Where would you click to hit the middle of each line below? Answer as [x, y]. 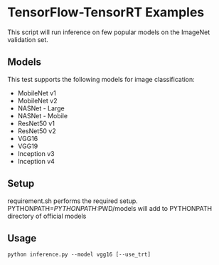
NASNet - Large [41, 108]
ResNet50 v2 [37, 131]
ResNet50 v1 [36, 123]
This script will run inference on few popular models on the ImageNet [109, 32]
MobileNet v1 [37, 93]
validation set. [28, 39]
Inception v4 [36, 161]
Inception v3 [36, 153]
